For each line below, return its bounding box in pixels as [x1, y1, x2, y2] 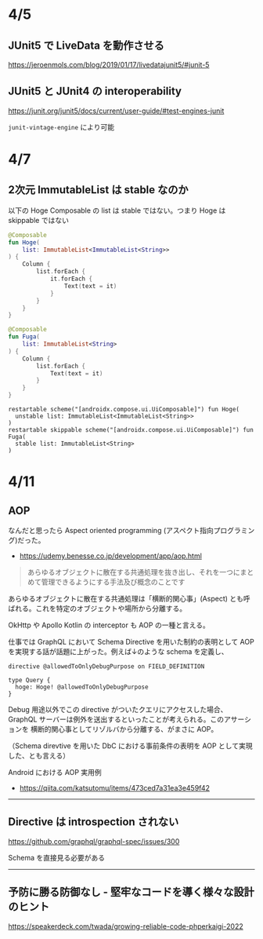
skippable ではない [8, 215, 69, 225]
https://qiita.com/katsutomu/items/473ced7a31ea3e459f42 [19, 784, 210, 793]
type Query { [8, 677, 51, 685]
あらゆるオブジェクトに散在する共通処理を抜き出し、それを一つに [27, 568, 240, 577]
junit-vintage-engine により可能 [8, 122, 115, 131]
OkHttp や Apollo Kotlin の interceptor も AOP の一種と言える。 [8, 620, 210, 630]
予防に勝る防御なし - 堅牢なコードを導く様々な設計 [8, 886, 254, 899]
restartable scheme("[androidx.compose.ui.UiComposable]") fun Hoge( [8, 406, 240, 414]
